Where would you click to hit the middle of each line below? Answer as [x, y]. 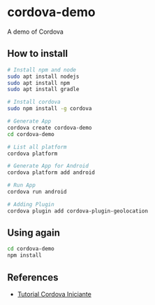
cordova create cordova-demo [50, 128]
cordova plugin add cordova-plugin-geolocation [78, 211]
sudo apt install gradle [43, 89]
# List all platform [37, 147]
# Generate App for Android [48, 166]
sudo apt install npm [39, 83]
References [33, 277]
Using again [34, 233]
